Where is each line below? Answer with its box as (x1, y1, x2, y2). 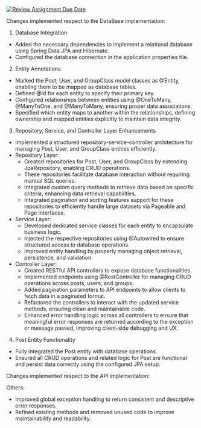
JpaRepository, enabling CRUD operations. (24, 165, 131, 171)
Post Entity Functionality (14, 336, 75, 343)
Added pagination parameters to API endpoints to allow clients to (24, 286, 186, 293)
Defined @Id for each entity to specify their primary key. (14, 90, 155, 96)
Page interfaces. (24, 209, 65, 216)
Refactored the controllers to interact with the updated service (24, 299, 179, 306)
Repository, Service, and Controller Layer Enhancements (14, 127, 156, 134)
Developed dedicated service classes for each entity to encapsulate (24, 222, 194, 229)
